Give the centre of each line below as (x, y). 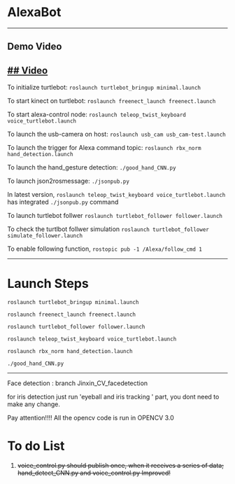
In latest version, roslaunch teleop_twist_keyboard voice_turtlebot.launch (116, 195)
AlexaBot (34, 12)
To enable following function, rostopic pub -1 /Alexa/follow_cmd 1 (105, 249)
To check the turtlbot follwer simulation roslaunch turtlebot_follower (108, 229)
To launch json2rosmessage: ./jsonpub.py (68, 181)
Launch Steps (48, 284)
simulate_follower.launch (45, 236)
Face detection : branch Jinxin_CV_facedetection (78, 383)
